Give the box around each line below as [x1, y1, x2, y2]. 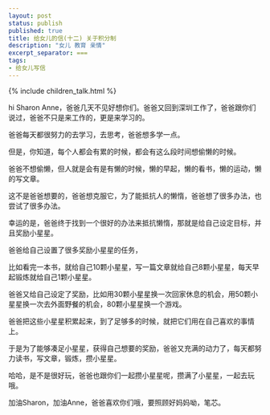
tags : [8, 57, 27, 65]
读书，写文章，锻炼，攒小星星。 [14, 353, 121, 363]
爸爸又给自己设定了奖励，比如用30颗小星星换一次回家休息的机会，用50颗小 [8, 289, 259, 299]
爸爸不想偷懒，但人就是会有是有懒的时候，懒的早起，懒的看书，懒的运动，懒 [8, 164, 262, 173]
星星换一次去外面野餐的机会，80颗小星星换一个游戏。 [8, 299, 186, 309]
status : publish [8, 19, 63, 27]
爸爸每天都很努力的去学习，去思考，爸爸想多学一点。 [8, 129, 185, 139]
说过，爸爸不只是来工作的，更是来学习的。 [8, 112, 149, 122]
